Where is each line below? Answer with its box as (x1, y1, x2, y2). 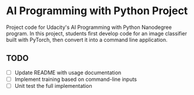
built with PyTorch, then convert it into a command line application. (6, 36, 168, 43)
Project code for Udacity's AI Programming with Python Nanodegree (6, 24, 172, 31)
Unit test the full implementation (14, 82, 92, 89)
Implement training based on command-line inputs (14, 76, 137, 83)
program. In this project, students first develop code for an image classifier (6, 30, 188, 37)
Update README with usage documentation (14, 69, 122, 76)
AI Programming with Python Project (6, 4, 188, 18)
